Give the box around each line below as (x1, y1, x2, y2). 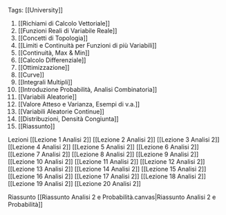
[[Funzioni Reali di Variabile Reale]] (17, 27, 117, 35)
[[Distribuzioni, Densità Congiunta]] (17, 115, 120, 123)
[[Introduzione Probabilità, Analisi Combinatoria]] (17, 86, 158, 93)
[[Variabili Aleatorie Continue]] (17, 107, 104, 115)
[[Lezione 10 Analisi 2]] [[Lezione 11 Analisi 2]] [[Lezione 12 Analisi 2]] (8, 158, 205, 165)
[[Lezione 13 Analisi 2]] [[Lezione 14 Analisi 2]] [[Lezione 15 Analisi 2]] (8, 165, 207, 173)
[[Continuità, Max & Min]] (17, 48, 90, 57)
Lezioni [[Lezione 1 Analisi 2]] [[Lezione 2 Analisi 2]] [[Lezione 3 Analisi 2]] (8, 135, 220, 144)
